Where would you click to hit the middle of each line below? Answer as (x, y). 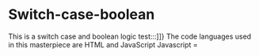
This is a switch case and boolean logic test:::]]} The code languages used (130, 36)
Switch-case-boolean (82, 15)
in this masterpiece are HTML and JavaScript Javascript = (103, 44)
